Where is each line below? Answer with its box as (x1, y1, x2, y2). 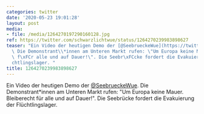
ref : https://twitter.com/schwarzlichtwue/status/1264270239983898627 (6, 37, 189, 43)
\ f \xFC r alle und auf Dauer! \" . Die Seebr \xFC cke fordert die (12, 54, 175, 60)
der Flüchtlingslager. (6, 101, 58, 109)
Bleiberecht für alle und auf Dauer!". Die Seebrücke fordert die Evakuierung (6, 95, 195, 102)
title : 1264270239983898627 (6, 65, 78, 72)
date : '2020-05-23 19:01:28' (6, 15, 80, 21)
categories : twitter (6, 8, 59, 15)
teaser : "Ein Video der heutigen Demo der (6, 43, 115, 49)
